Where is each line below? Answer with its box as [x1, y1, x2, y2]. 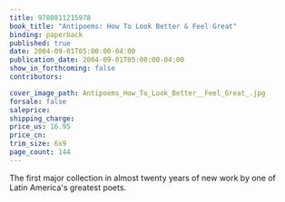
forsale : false [9, 97, 67, 106]
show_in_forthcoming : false [9, 64, 116, 73]
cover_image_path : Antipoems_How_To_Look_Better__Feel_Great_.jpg [9, 88, 266, 98]
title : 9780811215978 [9, 13, 92, 23]
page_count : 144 [9, 148, 71, 157]
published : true [9, 38, 71, 48]
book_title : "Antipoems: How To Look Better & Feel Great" [9, 22, 238, 31]
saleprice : [9, 105, 51, 114]
